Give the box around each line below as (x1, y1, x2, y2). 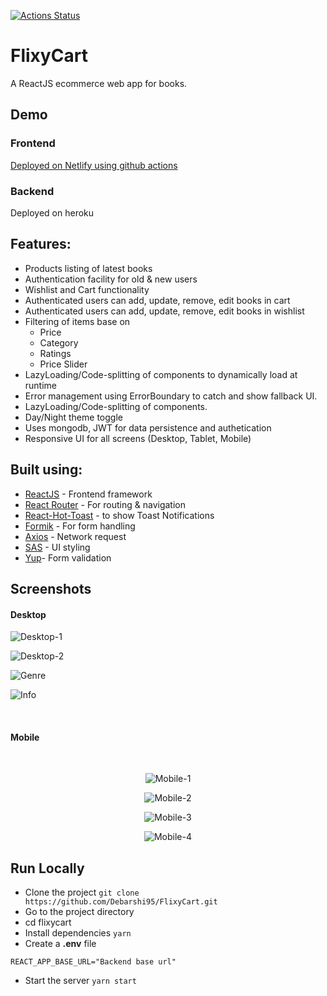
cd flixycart (24, 916, 72, 929)
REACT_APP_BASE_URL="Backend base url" (10, 957, 177, 967)
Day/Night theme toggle (24, 411, 123, 423)
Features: (10, 236, 72, 253)
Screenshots (10, 580, 92, 597)
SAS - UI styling (24, 541, 91, 553)
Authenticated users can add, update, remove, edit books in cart (24, 294, 291, 306)
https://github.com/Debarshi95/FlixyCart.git (24, 897, 218, 907)
